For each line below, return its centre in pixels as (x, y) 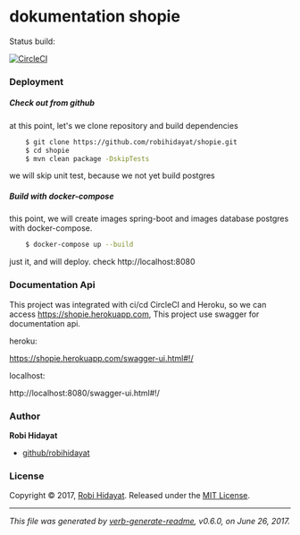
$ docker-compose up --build (79, 245)
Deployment (37, 81)
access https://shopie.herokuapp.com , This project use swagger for (134, 314)
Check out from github (52, 103)
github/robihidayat (56, 453)
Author (25, 416)
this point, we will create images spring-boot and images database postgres (149, 219)
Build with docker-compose (62, 196)
